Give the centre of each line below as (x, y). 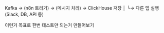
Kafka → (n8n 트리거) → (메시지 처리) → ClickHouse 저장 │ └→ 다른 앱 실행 (82, 8)
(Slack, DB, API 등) (24, 14)
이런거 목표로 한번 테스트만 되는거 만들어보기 (50, 25)
